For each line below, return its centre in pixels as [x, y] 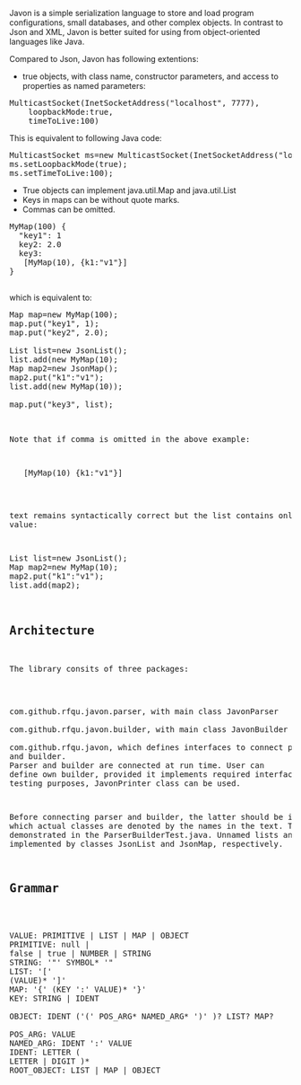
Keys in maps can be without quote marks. [101, 200]
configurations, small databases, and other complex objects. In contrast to [146, 22]
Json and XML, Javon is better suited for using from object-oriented [135, 32]
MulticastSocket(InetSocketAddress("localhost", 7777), [134, 103]
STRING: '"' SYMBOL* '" [61, 962]
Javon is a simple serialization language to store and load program [132, 13]
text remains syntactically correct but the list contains [142, 516]
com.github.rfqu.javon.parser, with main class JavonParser [144, 711]
